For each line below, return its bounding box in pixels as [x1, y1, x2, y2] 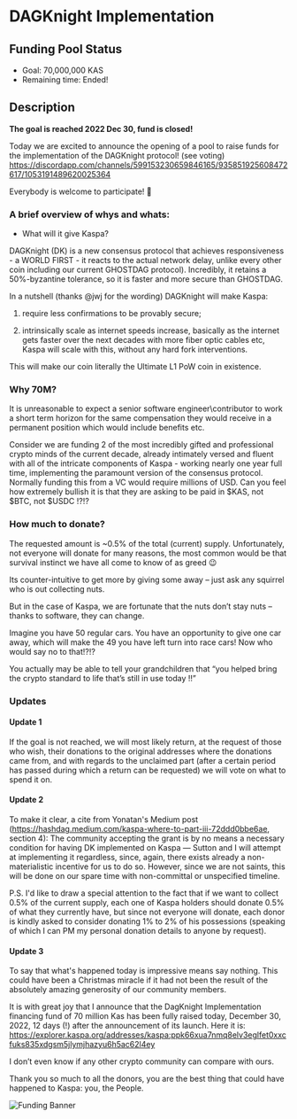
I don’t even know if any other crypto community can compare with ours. [9, 1056, 275, 1067]
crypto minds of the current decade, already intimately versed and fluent [9, 449, 274, 460]
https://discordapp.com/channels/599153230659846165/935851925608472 [9, 159, 288, 170]
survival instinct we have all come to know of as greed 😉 [9, 556, 217, 568]
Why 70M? [9, 384, 57, 396]
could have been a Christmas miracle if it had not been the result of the [9, 975, 268, 985]
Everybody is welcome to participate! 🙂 [9, 186, 152, 197]
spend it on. [9, 773, 53, 785]
